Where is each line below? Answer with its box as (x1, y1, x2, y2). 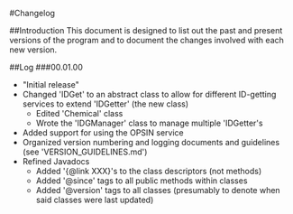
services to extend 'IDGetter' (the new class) (22, 98, 189, 109)
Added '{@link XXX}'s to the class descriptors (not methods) (35, 166, 262, 176)
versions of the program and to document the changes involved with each (9, 35, 284, 45)
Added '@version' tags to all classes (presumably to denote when (35, 185, 281, 195)
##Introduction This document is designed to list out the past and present (9, 25, 283, 35)
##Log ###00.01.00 (9, 62, 84, 72)
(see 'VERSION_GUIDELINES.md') (22, 146, 148, 157)
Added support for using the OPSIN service (22, 127, 185, 138)
